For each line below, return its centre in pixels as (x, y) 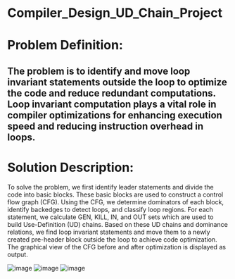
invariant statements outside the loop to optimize (117, 82)
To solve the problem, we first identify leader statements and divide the (110, 187)
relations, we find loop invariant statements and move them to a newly (109, 232)
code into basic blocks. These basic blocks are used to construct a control (115, 194)
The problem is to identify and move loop (99, 71)
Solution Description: (71, 167)
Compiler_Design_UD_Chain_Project (115, 13)
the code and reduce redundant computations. (112, 93)
